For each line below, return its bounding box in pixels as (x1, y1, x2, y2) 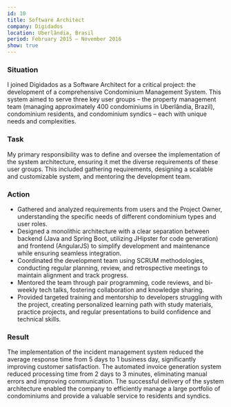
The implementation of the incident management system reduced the (7, 348, 204, 356)
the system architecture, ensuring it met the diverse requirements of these (7, 157, 219, 166)
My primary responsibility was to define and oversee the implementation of (7, 150, 221, 159)
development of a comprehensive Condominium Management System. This (7, 88, 222, 97)
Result (7, 332, 30, 341)
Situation (7, 65, 39, 75)
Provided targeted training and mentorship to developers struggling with (17, 292, 223, 301)
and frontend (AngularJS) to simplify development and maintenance (17, 241, 210, 250)
